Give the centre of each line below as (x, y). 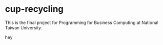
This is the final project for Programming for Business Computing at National (82, 22)
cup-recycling (34, 9)
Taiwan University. (24, 27)
